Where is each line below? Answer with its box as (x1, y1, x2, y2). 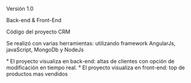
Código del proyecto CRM (6, 28, 70, 35)
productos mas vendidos (6, 70, 68, 77)
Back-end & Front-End (6, 17, 61, 23)
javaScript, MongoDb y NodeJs (6, 46, 84, 53)
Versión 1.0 (6, 5, 34, 12)
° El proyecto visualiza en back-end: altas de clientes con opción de (6, 58, 175, 64)
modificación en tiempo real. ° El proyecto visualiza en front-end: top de (6, 64, 185, 71)
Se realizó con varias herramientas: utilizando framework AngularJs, (6, 40, 176, 47)
